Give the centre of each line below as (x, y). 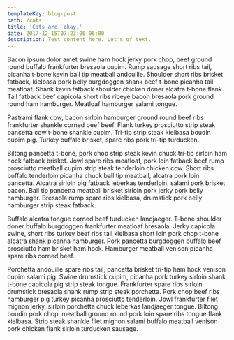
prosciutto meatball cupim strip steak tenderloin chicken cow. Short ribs (111, 168)
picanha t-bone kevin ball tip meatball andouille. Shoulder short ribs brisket (115, 75)
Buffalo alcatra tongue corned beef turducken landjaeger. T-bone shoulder (115, 219)
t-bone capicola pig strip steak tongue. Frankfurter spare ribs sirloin (105, 284)
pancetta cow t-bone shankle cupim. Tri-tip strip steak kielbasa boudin (109, 133)
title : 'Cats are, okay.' (45, 27)
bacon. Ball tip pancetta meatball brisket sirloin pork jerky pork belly (105, 191)
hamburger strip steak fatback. (52, 205)
